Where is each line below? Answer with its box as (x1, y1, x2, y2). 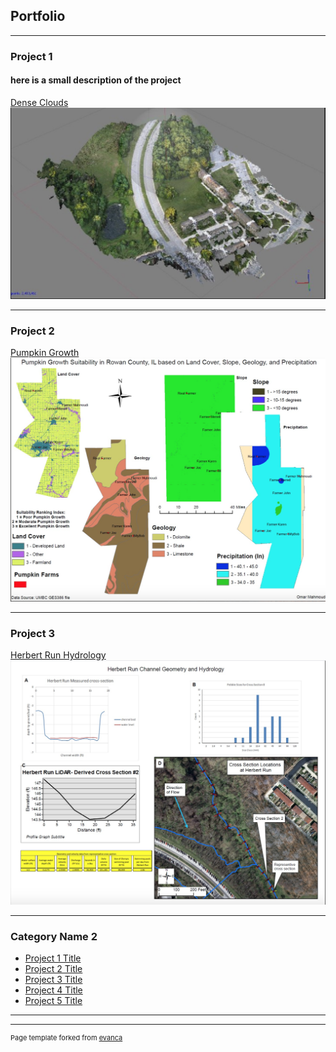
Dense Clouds (10, 96, 69, 108)
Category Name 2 (10, 929, 98, 943)
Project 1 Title (24, 952, 82, 964)
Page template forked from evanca (10, 1033, 123, 1043)
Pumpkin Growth (10, 346, 80, 358)
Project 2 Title (24, 963, 83, 975)
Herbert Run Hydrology (10, 649, 107, 661)
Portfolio (10, 8, 66, 25)
